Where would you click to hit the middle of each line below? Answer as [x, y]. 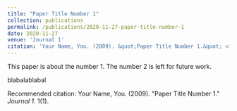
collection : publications [45, 20]
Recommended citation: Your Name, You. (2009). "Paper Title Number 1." [114, 93]
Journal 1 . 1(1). [28, 101]
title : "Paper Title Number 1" [53, 14]
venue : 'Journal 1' [36, 40]
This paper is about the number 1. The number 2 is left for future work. [110, 66]
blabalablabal [27, 80]
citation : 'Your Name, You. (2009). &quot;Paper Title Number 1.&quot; [115, 46]
